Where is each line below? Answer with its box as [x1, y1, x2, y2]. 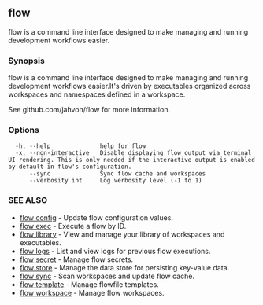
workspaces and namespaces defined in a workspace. [8, 90, 186, 99]
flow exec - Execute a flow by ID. [19, 221, 127, 230]
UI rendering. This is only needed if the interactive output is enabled [8, 156, 256, 164]
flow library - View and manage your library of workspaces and [19, 230, 225, 239]
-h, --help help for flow [15, 142, 146, 150]
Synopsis [8, 55, 45, 66]
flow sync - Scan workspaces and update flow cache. [19, 271, 195, 281]
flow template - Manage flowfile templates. [19, 279, 159, 289]
